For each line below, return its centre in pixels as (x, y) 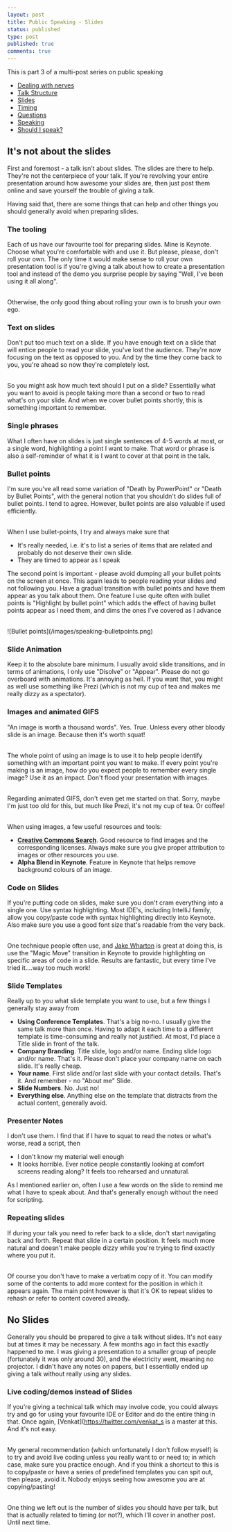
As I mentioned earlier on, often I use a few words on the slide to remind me (115, 1185)
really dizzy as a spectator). (47, 694)
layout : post (26, 15)
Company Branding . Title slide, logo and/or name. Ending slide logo (114, 1051)
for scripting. (25, 1200)
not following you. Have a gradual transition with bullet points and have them (116, 588)
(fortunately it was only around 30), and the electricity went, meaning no (110, 1359)
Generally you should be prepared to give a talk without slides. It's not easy (115, 1337)
